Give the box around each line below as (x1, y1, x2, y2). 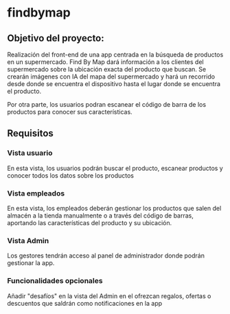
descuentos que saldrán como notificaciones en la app (7, 299, 163, 307)
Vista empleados (7, 188, 65, 198)
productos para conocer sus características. (7, 108, 133, 116)
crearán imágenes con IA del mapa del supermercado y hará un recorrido (7, 72, 215, 81)
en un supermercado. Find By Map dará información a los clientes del (7, 58, 204, 66)
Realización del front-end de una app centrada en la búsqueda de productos (7, 50, 224, 59)
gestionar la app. (7, 259, 55, 267)
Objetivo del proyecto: (7, 32, 104, 44)
